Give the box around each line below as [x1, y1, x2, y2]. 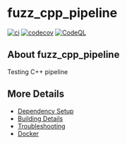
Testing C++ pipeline [7, 67, 68, 76]
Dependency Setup [17, 107, 74, 115]
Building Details [17, 114, 64, 123]
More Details [7, 88, 65, 100]
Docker [17, 129, 40, 138]
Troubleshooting [17, 121, 66, 130]
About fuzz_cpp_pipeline [7, 49, 120, 61]
